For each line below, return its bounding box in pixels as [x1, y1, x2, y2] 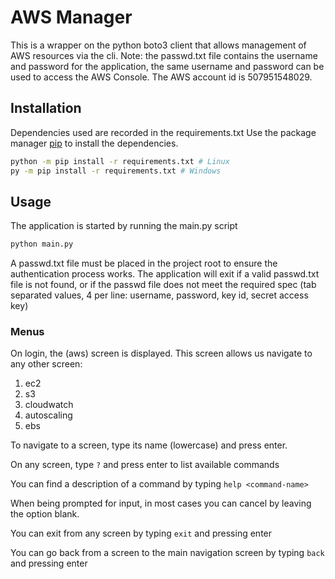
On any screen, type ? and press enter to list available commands [10, 459, 280, 471]
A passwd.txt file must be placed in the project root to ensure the [10, 257, 278, 270]
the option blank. [10, 508, 80, 520]
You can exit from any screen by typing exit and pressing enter [10, 527, 273, 540]
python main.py [10, 239, 74, 250]
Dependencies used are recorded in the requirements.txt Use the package [10, 126, 317, 138]
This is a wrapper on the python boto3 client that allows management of [10, 39, 307, 51]
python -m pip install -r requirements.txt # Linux [10, 156, 230, 166]
